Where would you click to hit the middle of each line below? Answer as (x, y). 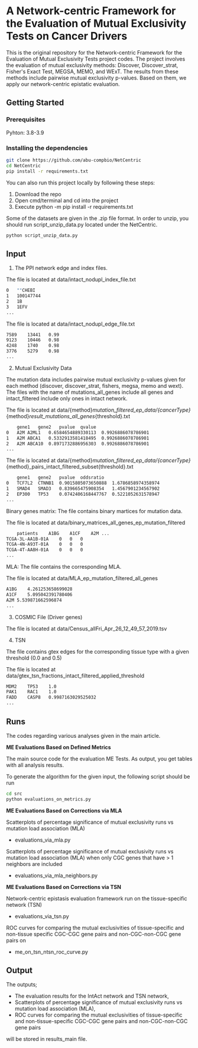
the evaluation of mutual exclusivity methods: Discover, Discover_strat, (92, 65)
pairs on (16, 940)
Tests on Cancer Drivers (67, 36)
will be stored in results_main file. (47, 1039)
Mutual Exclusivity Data (43, 368)
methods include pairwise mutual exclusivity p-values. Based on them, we (96, 78)
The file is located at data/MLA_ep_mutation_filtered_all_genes (82, 578)
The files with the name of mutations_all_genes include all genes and (90, 392)
